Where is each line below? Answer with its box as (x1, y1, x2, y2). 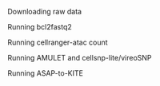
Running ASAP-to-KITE (7, 68, 83, 78)
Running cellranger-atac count (7, 37, 109, 47)
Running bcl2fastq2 (7, 22, 73, 31)
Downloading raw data (7, 7, 82, 16)
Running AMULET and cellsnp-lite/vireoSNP (7, 53, 153, 62)
